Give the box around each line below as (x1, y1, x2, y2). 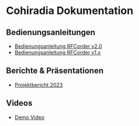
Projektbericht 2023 (14, 81, 63, 88)
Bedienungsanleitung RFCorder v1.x (14, 49, 101, 56)
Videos (6, 98, 33, 108)
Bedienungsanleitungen (6, 27, 95, 37)
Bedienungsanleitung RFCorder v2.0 (14, 43, 102, 50)
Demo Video (14, 114, 45, 121)
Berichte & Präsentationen (6, 66, 104, 76)
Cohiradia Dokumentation (6, 4, 134, 17)
